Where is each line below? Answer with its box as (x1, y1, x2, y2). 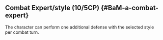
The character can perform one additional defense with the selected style (5, 24, 154, 30)
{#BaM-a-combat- (100, 4, 159, 12)
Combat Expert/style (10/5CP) (5, 4, 100, 12)
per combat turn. (5, 29, 39, 35)
